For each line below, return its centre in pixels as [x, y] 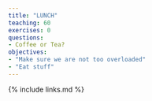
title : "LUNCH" [33, 15]
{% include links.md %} [46, 89]
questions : [26, 37]
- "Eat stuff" [32, 67]
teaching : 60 [30, 23]
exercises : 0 [30, 30]
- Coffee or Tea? [37, 45]
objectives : [28, 52]
